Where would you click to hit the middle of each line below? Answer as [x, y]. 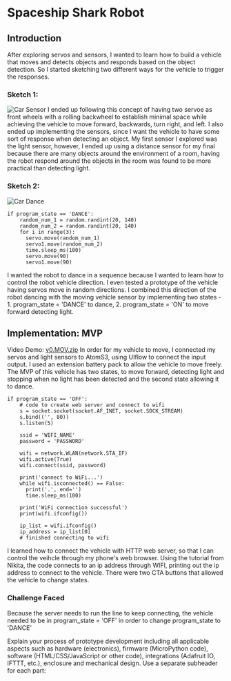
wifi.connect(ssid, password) [63, 466]
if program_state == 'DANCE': [51, 214]
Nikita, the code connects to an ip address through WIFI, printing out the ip [113, 565]
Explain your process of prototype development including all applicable [108, 641]
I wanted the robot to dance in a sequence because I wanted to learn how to [115, 275]
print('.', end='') [53, 490]
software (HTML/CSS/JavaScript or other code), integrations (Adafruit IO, [111, 655]
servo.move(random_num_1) [62, 238]
